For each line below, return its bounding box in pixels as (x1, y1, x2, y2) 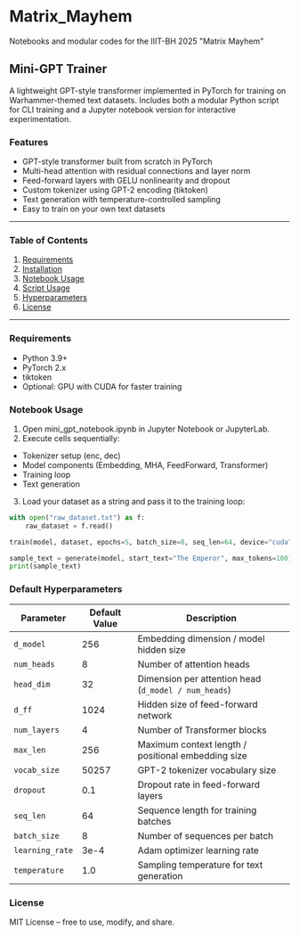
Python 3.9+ (21, 352, 69, 363)
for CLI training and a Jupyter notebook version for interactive (9, 104, 236, 115)
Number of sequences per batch (137, 829, 274, 842)
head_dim (13, 679, 51, 689)
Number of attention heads (137, 658, 251, 670)
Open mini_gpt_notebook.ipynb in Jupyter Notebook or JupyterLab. (21, 423, 270, 434)
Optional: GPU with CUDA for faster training (21, 381, 182, 391)
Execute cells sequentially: (21, 432, 120, 443)
